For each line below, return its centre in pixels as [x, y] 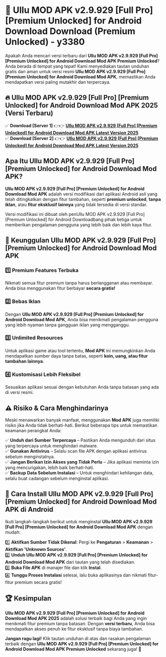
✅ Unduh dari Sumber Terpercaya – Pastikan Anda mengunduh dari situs [80, 440]
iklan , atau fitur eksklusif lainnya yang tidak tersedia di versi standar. [76, 204]
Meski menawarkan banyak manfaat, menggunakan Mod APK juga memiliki [82, 420]
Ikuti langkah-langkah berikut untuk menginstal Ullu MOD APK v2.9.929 [79, 521]
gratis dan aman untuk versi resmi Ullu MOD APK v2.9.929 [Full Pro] [75, 71]
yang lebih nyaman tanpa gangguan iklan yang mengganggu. [68, 325]
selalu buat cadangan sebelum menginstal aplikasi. [57, 478]
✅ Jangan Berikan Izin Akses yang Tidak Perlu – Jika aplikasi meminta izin [82, 462]
